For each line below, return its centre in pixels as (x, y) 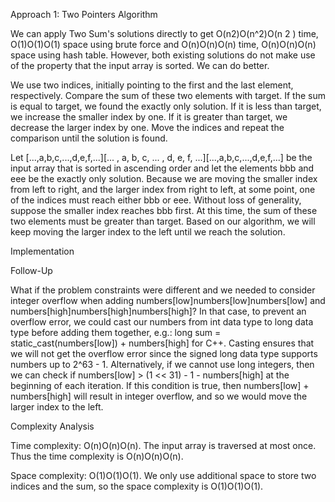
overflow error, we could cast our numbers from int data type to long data (162, 322)
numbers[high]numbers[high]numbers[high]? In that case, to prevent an (158, 311)
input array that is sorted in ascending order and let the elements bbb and (162, 168)
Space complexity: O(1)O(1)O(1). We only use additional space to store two (163, 475)
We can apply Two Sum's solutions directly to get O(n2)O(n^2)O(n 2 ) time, (164, 33)
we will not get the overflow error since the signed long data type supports (164, 353)
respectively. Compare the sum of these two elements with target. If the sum (168, 95)
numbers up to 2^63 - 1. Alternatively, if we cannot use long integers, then (162, 364)
